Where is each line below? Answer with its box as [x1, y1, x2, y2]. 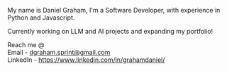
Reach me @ [7, 41, 45, 49]
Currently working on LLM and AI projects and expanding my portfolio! [7, 27, 214, 35]
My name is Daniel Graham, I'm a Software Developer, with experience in [7, 6, 221, 14]
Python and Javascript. [7, 13, 75, 22]
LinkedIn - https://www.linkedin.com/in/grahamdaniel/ [7, 56, 165, 64]
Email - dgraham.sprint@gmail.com [7, 49, 111, 56]
